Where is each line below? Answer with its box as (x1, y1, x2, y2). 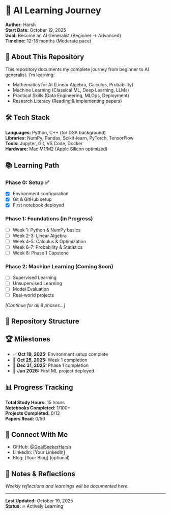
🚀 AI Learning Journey (5, 5, 101, 16)
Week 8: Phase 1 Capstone (12, 250, 69, 256)
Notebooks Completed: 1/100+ (5, 405, 71, 411)
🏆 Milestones (5, 335, 51, 344)
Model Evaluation (12, 286, 49, 292)
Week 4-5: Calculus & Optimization (12, 238, 87, 244)
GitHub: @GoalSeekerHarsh (12, 444, 71, 450)
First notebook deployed (12, 202, 65, 208)
